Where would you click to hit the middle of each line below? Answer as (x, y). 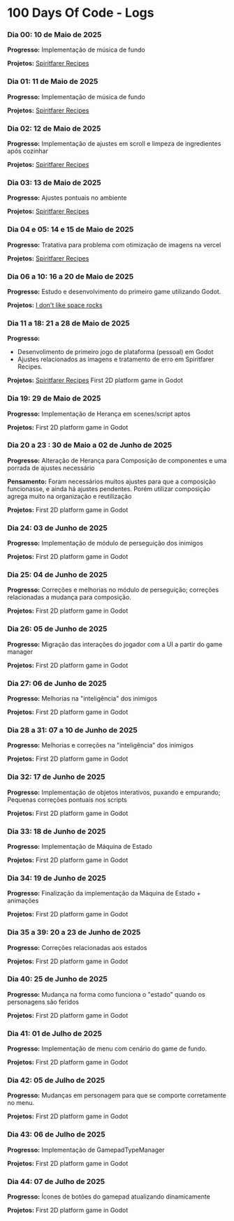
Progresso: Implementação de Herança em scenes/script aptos (99, 414)
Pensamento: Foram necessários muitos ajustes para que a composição (112, 481)
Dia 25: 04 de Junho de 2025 (58, 575)
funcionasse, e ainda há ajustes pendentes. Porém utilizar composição (109, 489)
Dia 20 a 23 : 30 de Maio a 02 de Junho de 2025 (90, 445)
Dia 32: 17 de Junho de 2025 (56, 777)
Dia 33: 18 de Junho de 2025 (57, 831)
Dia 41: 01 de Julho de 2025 (55, 1033)
